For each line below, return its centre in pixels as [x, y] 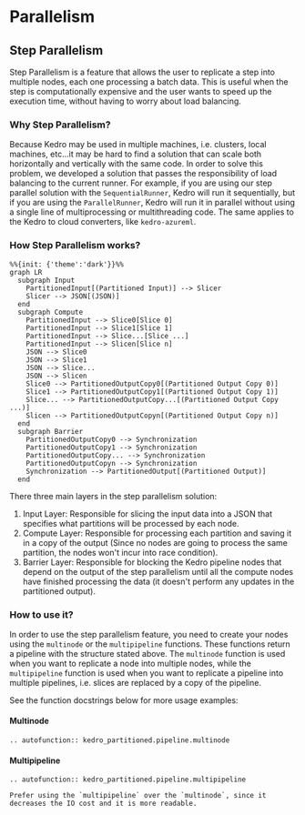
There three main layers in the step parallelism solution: [113, 496]
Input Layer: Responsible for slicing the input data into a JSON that [147, 513]
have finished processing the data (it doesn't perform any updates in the [158, 581]
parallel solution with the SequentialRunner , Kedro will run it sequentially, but [152, 193]
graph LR [26, 272]
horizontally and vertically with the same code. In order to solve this [137, 164]
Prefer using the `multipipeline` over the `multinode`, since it [138, 796]
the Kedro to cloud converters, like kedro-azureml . [103, 222]
